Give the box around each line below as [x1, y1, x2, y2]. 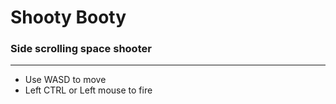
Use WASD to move [24, 74, 107, 86]
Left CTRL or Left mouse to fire [24, 84, 153, 96]
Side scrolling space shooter [10, 42, 152, 56]
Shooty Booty [10, 6, 127, 29]
